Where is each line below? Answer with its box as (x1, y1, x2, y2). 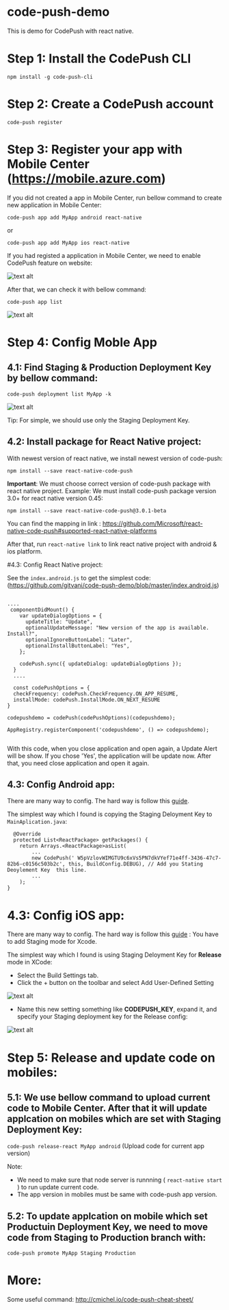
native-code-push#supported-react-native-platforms (7, 526, 157, 535)
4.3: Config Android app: (7, 778, 116, 790)
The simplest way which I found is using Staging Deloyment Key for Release (7, 951, 222, 959)
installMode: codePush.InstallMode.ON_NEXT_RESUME (13, 696, 161, 703)
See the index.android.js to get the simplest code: (7, 573, 151, 582)
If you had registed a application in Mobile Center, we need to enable (7, 251, 201, 259)
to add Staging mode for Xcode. (7, 938, 97, 946)
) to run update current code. (16, 1183, 99, 1191)
